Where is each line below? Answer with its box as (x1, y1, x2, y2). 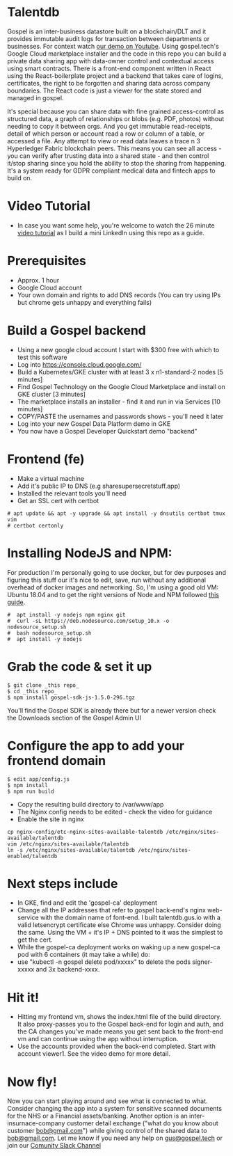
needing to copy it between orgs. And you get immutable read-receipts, (7, 122, 213, 130)
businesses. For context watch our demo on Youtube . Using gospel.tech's (7, 42, 219, 50)
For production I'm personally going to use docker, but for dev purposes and (7, 568, 226, 576)
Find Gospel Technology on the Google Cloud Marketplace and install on (17, 382, 226, 390)
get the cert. (17, 935, 54, 944)
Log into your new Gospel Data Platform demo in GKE (17, 419, 171, 428)
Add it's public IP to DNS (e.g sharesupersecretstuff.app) (17, 482, 181, 490)
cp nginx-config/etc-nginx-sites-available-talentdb (7, 828, 163, 835)
